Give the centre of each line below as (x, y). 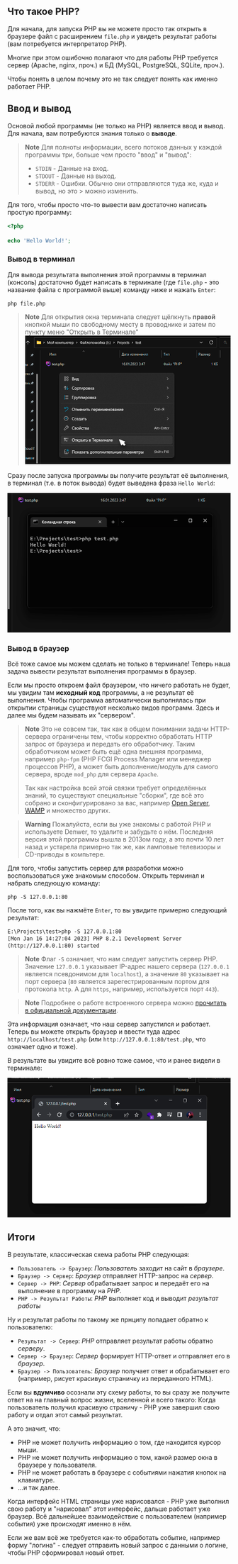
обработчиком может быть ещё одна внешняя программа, (114, 752)
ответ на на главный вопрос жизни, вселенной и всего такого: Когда (112, 1400)
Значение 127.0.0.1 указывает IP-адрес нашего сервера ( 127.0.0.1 (127, 966)
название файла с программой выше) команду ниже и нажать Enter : (112, 289)
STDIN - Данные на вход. (72, 168)
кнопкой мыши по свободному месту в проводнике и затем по (120, 324)
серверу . (31, 1348)
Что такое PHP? (44, 12)
